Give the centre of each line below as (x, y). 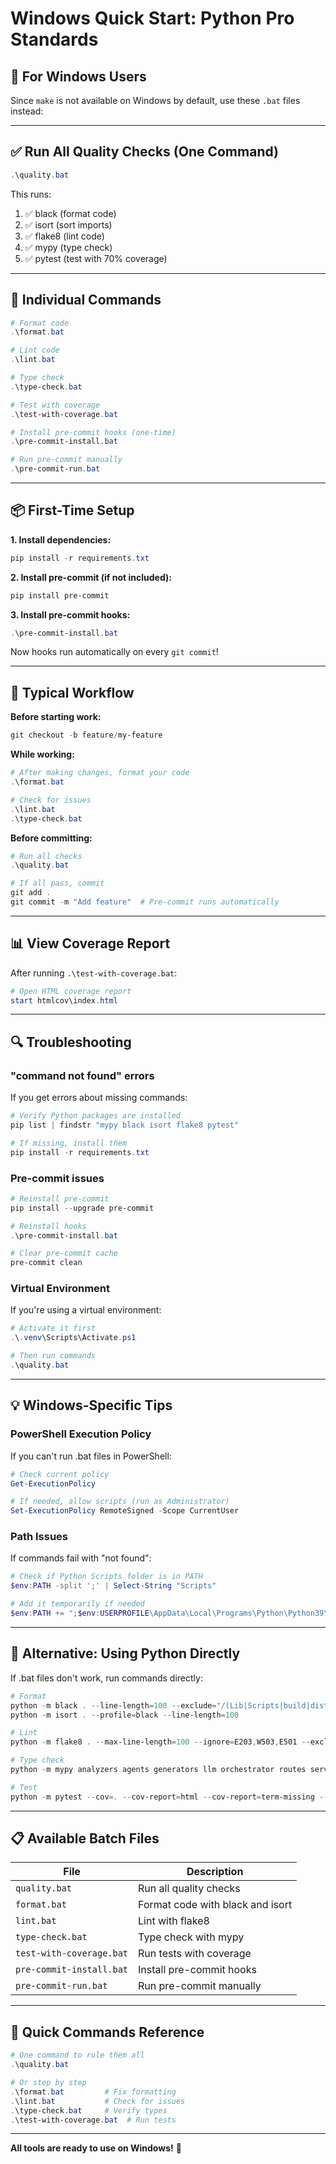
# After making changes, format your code (100, 773)
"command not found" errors (82, 1075)
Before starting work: (56, 717)
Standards (54, 39)
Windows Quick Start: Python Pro (152, 18)
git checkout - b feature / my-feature (86, 735)
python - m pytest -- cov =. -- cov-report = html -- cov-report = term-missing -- (169, 1797)
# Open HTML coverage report (71, 991)
